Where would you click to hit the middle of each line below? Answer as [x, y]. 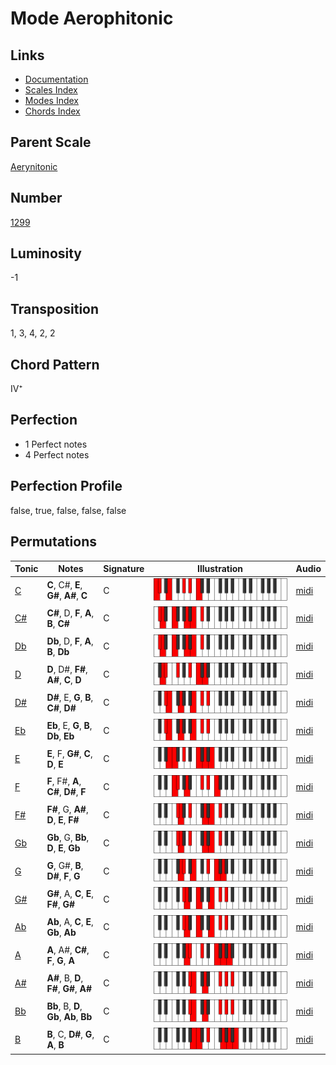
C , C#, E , [64, 585]
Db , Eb [60, 736]
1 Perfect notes [56, 444]
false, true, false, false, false [68, 510]
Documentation [56, 79]
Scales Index [51, 90]
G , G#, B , [65, 866]
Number [36, 198]
